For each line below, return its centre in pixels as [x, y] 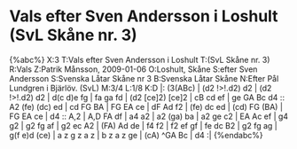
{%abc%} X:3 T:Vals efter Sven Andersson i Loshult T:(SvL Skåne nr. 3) [140, 59]
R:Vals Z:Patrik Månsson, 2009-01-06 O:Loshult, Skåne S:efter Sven [133, 69]
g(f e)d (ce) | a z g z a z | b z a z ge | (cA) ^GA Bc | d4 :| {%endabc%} [136, 135]
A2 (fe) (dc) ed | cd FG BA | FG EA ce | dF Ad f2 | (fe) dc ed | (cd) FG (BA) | [146, 106]
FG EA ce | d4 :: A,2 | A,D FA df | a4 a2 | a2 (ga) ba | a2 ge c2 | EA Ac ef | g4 [149, 116]
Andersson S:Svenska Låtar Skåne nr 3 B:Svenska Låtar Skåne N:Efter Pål [144, 78]
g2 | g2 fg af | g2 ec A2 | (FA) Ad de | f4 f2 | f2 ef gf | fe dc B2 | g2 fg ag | [143, 125]
